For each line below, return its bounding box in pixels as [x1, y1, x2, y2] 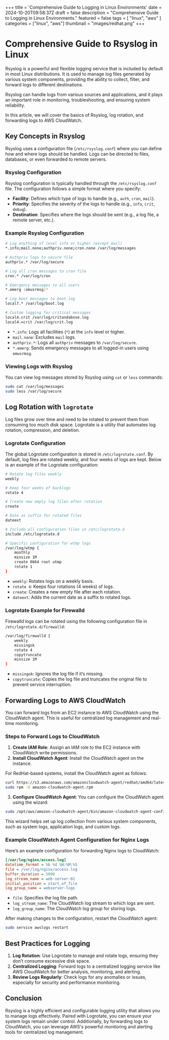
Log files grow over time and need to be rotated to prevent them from [5, 416, 149, 422]
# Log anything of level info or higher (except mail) [5, 241, 123, 246]
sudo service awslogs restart [5, 925, 69, 930]
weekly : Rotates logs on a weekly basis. [12, 578, 94, 584]
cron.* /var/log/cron [5, 273, 51, 279]
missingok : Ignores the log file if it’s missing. [12, 671, 104, 677]
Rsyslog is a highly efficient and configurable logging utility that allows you [5, 1007, 160, 1013]
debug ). [12, 206, 27, 212]
